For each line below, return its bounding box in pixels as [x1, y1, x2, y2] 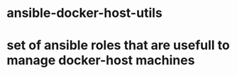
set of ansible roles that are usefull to [6, 37, 230, 54]
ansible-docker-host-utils [6, 5, 162, 21]
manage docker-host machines [6, 52, 195, 69]
